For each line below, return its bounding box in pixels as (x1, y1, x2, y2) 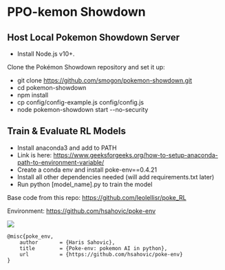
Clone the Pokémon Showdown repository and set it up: (7, 63, 165, 71)
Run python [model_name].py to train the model (17, 180, 153, 188)
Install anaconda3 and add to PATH (17, 144, 117, 152)
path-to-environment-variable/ (17, 158, 105, 166)
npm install (17, 91, 49, 99)
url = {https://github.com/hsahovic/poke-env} (19, 251, 184, 258)
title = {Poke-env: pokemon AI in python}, (19, 245, 168, 251)
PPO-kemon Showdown (7, 4, 146, 20)
